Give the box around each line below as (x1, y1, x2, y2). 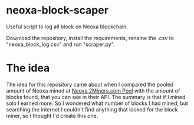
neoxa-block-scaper (6, 4, 109, 17)
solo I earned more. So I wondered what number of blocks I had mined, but (6, 100, 189, 107)
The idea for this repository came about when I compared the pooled (6, 81, 174, 88)
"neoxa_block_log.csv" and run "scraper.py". (6, 41, 115, 48)
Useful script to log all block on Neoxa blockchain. (6, 23, 129, 30)
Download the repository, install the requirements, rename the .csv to (6, 34, 174, 41)
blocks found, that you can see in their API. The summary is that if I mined (6, 93, 186, 100)
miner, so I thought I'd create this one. (6, 112, 98, 119)
